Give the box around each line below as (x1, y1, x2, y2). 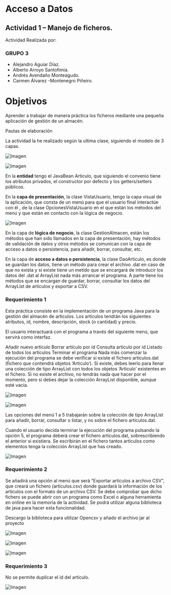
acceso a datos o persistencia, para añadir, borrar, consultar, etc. (5, 246, 142, 252)
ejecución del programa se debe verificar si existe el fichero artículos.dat (5, 355, 159, 361)
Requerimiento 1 (5, 296, 46, 303)
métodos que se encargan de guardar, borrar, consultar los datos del (5, 278, 150, 284)
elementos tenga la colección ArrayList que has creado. (5, 443, 123, 449)
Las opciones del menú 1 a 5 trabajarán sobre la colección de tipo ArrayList (5, 411, 163, 417)
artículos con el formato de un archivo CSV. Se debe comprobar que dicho (5, 488, 162, 494)
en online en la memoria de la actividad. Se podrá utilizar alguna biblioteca (5, 499, 162, 505)
